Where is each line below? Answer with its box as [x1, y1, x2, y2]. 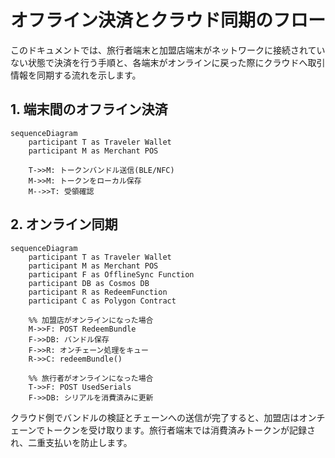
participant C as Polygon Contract [28, 296, 177, 306]
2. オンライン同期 [10, 216, 118, 233]
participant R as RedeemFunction [28, 287, 168, 297]
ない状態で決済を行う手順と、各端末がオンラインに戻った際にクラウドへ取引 [10, 56, 326, 68]
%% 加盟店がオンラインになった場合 [28, 315, 154, 325]
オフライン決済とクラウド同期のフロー [10, 9, 327, 32]
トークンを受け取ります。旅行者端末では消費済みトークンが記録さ [44, 424, 316, 436]
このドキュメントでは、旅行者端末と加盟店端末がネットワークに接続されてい [10, 44, 326, 56]
